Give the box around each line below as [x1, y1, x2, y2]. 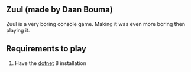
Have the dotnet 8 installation [14, 59, 87, 67]
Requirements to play [6, 44, 87, 54]
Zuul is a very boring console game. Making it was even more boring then [6, 20, 186, 27]
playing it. [6, 27, 30, 34]
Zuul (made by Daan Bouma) [6, 5, 114, 15]
